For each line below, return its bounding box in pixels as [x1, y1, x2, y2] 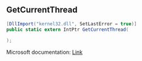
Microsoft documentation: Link [6, 48, 83, 56]
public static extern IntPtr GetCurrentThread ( [6, 27, 129, 33]
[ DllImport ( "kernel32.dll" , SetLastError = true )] [6, 21, 137, 27]
